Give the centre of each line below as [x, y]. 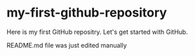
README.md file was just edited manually [67, 45]
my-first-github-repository [87, 13]
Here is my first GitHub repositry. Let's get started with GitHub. [97, 32]
